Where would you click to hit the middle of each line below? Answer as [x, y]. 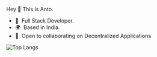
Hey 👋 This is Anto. [30, 9]
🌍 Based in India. [37, 27]
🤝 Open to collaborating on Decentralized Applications [83, 36]
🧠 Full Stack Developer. [44, 20]
